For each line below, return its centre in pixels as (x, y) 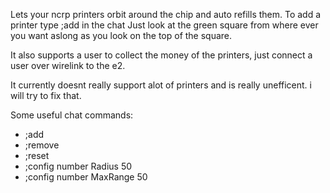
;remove (42, 145)
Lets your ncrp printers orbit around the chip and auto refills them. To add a (166, 14)
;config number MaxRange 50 (86, 177)
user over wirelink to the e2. (68, 65)
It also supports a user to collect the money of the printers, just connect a (161, 55)
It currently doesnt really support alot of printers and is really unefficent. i (161, 85)
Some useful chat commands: (72, 115)
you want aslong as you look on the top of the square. (121, 35)
